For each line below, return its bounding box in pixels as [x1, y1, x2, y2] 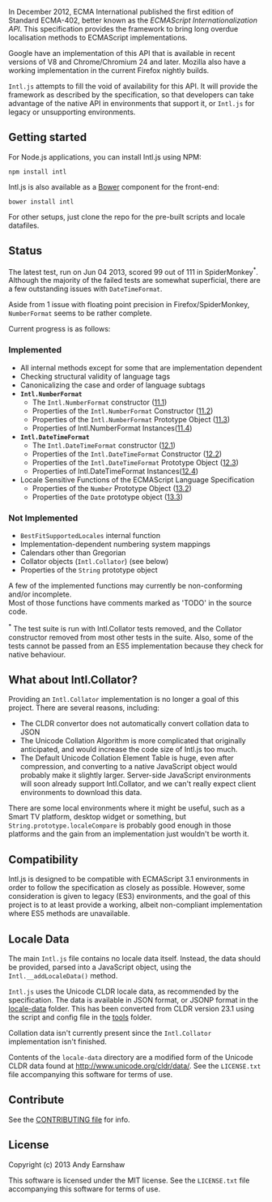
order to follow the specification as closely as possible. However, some [8, 883, 245, 892]
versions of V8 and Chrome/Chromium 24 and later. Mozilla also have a [8, 57, 246, 66]
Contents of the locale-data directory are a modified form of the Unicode [8, 1052, 253, 1062]
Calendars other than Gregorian [19, 547, 126, 558]
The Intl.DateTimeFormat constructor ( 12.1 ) [32, 440, 176, 450]
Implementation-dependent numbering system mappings [19, 539, 210, 549]
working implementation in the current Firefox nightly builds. [8, 66, 210, 75]
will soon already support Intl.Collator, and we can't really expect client [19, 779, 257, 789]
